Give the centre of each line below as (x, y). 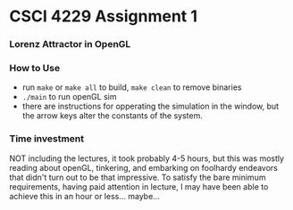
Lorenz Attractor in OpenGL (70, 44)
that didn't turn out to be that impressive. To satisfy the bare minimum (138, 177)
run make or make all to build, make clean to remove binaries (132, 87)
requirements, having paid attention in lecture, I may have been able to (139, 186)
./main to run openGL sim (69, 97)
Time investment (47, 139)
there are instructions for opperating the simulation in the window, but (151, 106)
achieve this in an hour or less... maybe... (85, 196)
